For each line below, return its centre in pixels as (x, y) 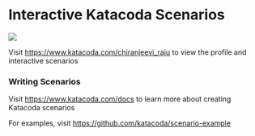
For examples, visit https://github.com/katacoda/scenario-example (119, 123)
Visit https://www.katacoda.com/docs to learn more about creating (120, 99)
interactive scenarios (43, 60)
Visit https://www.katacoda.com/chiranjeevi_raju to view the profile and (127, 52)
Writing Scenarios (45, 81)
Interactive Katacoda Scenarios (117, 15)
